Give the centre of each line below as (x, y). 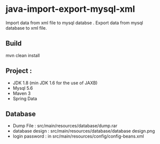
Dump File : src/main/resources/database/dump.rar (65, 126)
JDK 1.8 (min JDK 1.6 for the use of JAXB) (55, 83)
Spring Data (25, 98)
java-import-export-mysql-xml (70, 9)
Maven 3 (22, 93)
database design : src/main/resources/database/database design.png (84, 131)
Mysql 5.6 (23, 88)
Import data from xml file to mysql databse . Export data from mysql (74, 23)
